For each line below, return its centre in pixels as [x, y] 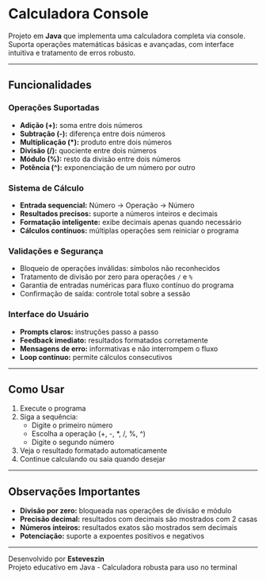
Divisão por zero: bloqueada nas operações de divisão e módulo [125, 511]
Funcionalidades [50, 85]
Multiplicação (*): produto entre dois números [96, 142]
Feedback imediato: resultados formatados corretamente [114, 340]
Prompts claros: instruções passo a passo [89, 331]
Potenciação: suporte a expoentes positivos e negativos [112, 536]
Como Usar [36, 389]
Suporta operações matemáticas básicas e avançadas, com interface [121, 44]
